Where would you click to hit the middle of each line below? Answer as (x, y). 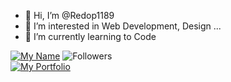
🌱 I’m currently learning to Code (90, 36)
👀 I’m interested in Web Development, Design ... (123, 26)
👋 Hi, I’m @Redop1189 (69, 15)
